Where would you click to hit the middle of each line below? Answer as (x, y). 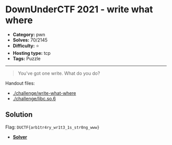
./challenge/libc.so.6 (34, 98)
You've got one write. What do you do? (59, 73)
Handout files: (20, 83)
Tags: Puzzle (27, 58)
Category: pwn (29, 34)
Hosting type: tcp (32, 53)
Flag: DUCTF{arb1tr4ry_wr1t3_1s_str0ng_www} (52, 127)
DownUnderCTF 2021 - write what (79, 9)
